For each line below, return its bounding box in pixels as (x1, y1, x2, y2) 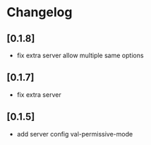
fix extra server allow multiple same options (16, 51, 144, 59)
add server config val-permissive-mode (16, 129, 133, 138)
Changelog (6, 4, 73, 21)
